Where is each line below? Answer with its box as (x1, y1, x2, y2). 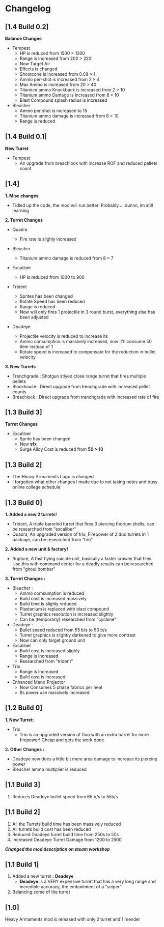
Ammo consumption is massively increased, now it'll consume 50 (19, 338, 152, 344)
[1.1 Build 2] (5, 808, 40, 816)
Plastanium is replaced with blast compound (19, 606, 109, 612)
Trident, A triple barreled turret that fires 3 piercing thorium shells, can (12, 521, 155, 527)
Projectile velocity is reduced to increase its (19, 333, 108, 339)
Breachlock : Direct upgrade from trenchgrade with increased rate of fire (12, 394, 160, 400)
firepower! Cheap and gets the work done (19, 737, 105, 743)
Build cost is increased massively (19, 596, 87, 602)
